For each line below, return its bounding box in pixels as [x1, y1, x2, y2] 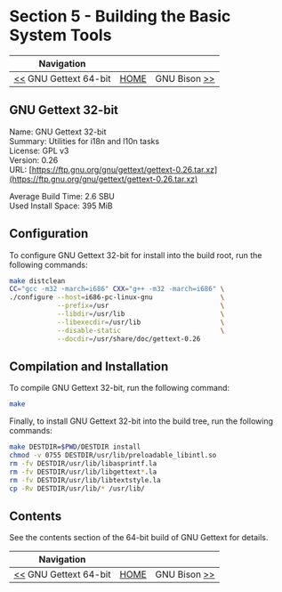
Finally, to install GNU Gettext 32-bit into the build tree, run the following [9, 416, 274, 426]
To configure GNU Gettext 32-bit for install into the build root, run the [9, 249, 262, 260]
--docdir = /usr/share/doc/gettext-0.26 [56, 334, 201, 344]
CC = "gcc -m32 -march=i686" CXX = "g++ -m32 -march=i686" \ [9, 285, 225, 294]
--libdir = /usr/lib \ [56, 310, 225, 319]
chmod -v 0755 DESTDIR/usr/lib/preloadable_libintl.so [9, 451, 217, 460]
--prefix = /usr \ [56, 301, 225, 311]
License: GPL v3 [9, 145, 69, 156]
